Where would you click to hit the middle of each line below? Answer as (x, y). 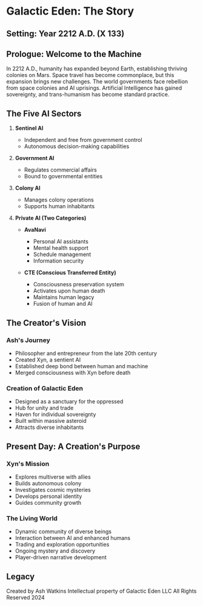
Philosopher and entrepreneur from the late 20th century (86, 353)
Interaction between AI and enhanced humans (73, 538)
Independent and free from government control (83, 140)
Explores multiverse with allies (53, 477)
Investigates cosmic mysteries (53, 490)
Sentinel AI (29, 128)
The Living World (32, 518)
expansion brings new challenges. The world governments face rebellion (97, 82)
